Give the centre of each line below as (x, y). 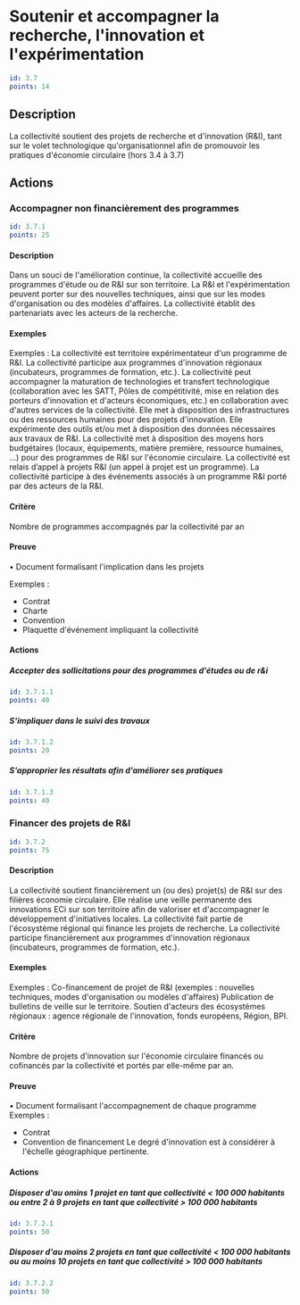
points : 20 (29, 750)
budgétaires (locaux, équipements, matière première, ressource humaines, (146, 448)
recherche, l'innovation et (107, 35)
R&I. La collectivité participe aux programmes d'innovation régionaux (136, 362)
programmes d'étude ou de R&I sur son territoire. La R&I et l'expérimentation (150, 285)
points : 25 (29, 235)
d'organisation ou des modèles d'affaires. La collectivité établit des (133, 303)
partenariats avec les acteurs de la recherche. (94, 313)
